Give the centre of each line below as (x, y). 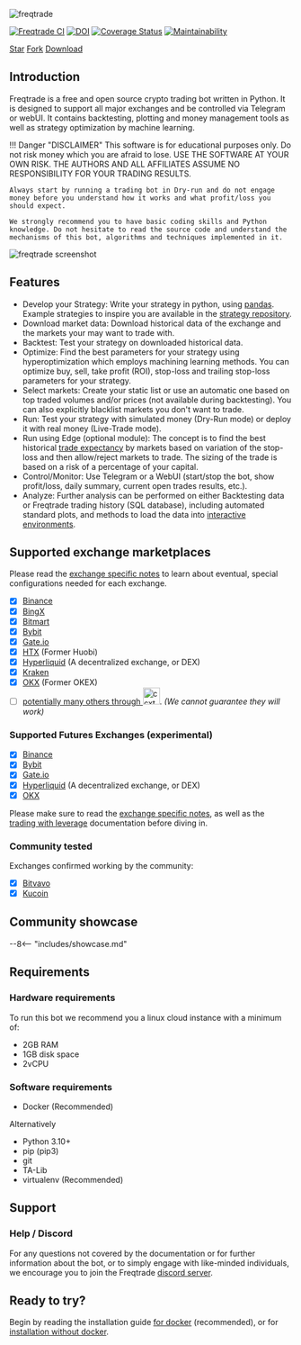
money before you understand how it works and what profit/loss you (140, 198)
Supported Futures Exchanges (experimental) (111, 735)
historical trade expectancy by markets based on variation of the (142, 447)
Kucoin (35, 894)
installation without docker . (59, 1331)
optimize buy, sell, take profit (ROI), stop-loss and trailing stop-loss (146, 371)
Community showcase (74, 922)
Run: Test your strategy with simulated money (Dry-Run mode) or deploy (157, 419)
